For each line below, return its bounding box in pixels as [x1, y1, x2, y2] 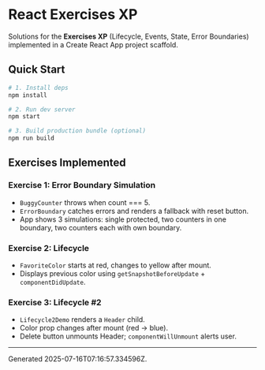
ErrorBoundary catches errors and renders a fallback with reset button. [19, 206, 249, 215]
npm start [8, 113, 41, 121]
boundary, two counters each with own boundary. [19, 222, 182, 232]
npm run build [8, 134, 55, 143]
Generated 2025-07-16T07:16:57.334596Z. [8, 354, 147, 364]
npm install [8, 91, 47, 99]
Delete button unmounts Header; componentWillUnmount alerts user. [19, 331, 237, 341]
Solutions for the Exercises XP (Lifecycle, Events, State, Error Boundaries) [8, 32, 250, 41]
